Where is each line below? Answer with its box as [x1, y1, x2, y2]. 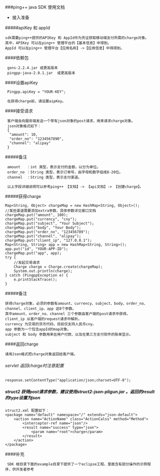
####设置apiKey [5, 80, 38, 85]
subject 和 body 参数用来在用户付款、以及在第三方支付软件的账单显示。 [5, 332, 133, 337]
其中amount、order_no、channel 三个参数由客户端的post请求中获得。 [5, 312, 130, 316]
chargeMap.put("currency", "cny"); [5, 217, 77, 222]
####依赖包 [5, 55, 29, 61]
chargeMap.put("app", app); [5, 251, 62, 256]
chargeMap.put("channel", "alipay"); [5, 234, 81, 239]
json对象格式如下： [7, 124, 42, 129]
